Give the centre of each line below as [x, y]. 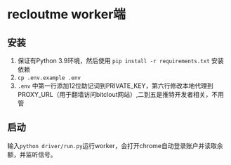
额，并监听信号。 [32, 154]
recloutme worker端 [67, 14]
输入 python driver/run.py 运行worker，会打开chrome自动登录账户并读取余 [115, 145]
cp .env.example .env [49, 78]
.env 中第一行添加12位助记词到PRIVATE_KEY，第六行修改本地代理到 [115, 86]
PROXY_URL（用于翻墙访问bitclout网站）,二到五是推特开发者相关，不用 [121, 94]
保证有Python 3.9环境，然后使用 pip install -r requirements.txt [114, 61]
